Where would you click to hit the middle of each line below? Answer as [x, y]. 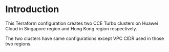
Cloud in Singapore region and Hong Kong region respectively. [71, 28]
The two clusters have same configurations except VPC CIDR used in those [85, 38]
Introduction [32, 9]
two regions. [18, 43]
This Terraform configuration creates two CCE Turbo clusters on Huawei [82, 23]
